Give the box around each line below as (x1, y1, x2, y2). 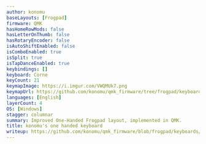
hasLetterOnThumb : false (6, 32, 70, 38)
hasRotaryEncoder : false (6, 37, 70, 44)
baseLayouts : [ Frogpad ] (6, 15, 67, 21)
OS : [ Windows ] (6, 105, 43, 112)
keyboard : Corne (6, 72, 48, 78)
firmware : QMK (6, 20, 43, 26)
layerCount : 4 (6, 100, 43, 106)
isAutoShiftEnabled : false (6, 44, 75, 50)
